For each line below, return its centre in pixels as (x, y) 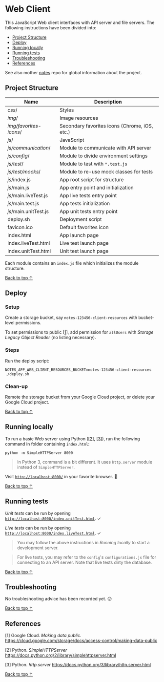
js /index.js (19, 179)
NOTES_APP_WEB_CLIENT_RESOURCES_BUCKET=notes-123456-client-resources (78, 370)
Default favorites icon (84, 227)
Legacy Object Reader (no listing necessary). (51, 338)
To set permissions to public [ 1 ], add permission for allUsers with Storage (79, 332)
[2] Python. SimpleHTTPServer (36, 650)
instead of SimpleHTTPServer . (46, 467)
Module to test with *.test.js (93, 164)
